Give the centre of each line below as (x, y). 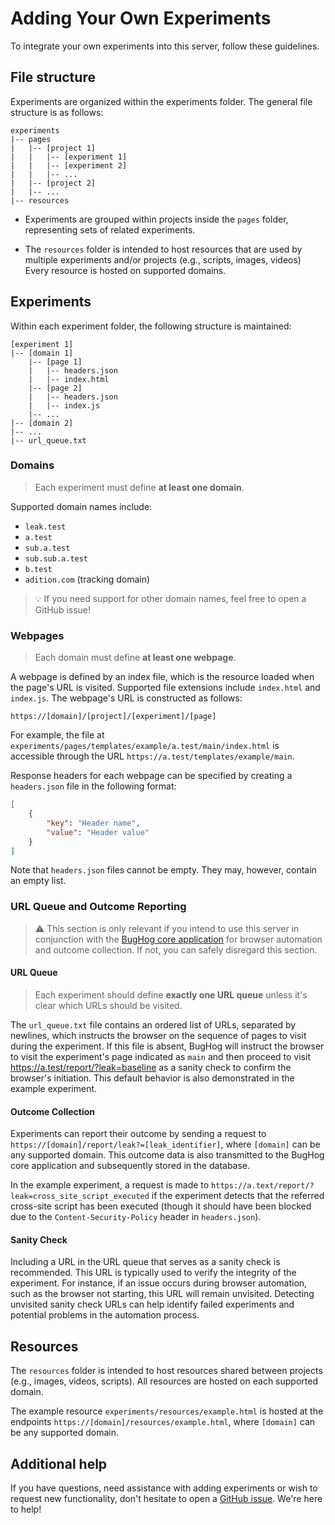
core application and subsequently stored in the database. (130, 1166)
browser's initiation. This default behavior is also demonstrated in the (152, 1078)
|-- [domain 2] (42, 423)
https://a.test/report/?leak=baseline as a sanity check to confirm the (151, 1067)
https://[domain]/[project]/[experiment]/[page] (113, 717)
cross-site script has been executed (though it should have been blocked (161, 1206)
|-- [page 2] (55, 388)
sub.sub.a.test (56, 558)
